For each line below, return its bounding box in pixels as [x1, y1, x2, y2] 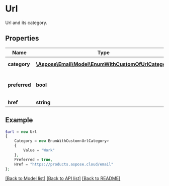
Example [5, 116, 33, 124]
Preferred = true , [14, 157, 53, 162]
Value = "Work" [23, 148, 55, 153]
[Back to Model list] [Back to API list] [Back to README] [5, 175, 121, 181]
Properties [5, 34, 39, 43]
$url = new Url [5, 129, 37, 134]
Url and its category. [5, 20, 48, 26]
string [36, 99, 51, 106]
